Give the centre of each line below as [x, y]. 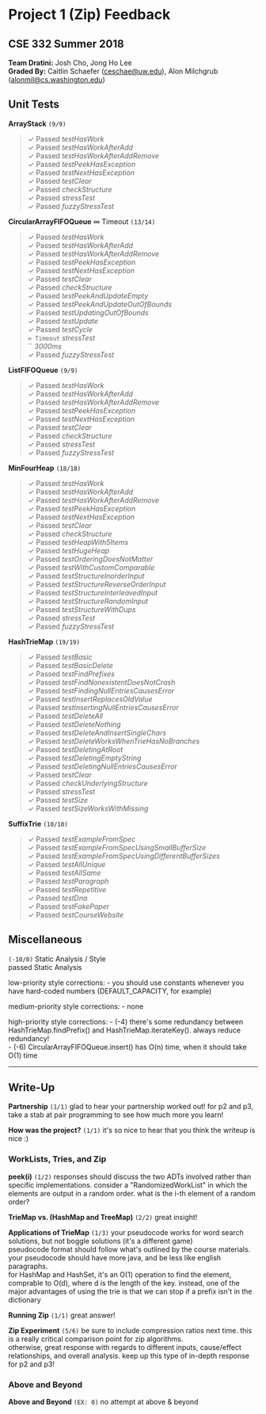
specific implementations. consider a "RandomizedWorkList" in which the [128, 1184]
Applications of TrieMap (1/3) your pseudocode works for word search [126, 1232]
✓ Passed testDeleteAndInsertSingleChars [97, 732]
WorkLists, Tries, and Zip [57, 1159]
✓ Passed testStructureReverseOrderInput [97, 584]
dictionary [25, 1299]
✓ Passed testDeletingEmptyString [84, 758]
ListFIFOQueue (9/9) [43, 370]
